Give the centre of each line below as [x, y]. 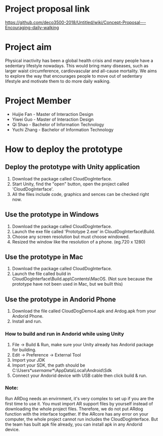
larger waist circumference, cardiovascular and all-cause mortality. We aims [81, 71]
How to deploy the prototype [64, 149]
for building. [24, 350]
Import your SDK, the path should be [49, 365]
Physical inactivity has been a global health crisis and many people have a [79, 60]
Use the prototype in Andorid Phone [61, 299]
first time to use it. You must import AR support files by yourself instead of [79, 404]
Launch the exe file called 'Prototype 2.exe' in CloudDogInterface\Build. [83, 231]
